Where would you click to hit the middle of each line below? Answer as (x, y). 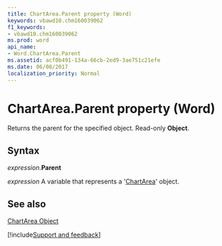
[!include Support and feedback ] (54, 235)
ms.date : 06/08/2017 (38, 67)
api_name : (22, 47)
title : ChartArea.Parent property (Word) (70, 14)
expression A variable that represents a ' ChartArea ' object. (94, 181)
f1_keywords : (27, 27)
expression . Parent (35, 168)
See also (27, 204)
